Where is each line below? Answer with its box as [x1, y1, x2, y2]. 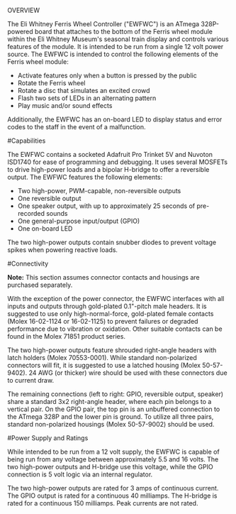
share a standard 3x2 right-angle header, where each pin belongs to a [7, 398, 212, 405]
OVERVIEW [7, 6, 40, 14]
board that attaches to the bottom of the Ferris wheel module [34, 28, 213, 35]
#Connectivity [7, 259, 49, 268]
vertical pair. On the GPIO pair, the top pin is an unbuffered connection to [7, 405, 220, 413]
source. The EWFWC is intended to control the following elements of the [7, 50, 218, 58]
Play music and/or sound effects [17, 102, 113, 109]
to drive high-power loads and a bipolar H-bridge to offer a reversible [7, 165, 210, 173]
